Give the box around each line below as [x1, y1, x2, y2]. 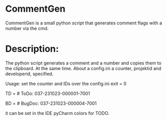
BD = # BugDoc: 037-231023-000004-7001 [5, 100, 97, 106]
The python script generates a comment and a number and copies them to [5, 59, 162, 66]
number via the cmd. [5, 25, 49, 31]
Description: [5, 43, 59, 55]
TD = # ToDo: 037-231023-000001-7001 [5, 90, 90, 97]
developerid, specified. [5, 71, 53, 77]
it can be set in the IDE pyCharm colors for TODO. [5, 110, 109, 116]
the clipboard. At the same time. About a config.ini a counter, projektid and [5, 65, 161, 71]
